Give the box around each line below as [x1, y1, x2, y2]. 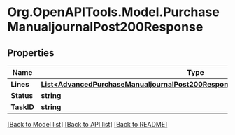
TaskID [10, 102, 35, 112]
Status [10, 91, 34, 100]
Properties [7, 47, 55, 59]
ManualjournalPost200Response [7, 19, 204, 35]
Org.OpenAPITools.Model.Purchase [7, 4, 220, 20]
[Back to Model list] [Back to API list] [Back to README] [7, 120, 168, 128]
